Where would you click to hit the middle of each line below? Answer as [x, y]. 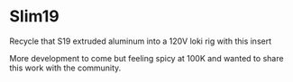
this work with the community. [65, 68]
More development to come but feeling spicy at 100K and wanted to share [146, 58]
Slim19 [35, 16]
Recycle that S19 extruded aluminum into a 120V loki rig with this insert [141, 41]
